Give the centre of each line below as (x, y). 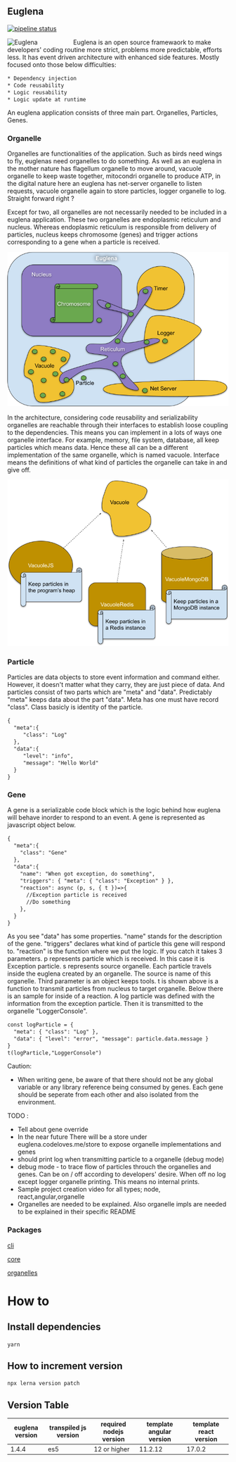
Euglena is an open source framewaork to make (142, 42)
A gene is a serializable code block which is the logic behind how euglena (114, 810)
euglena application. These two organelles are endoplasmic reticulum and (114, 220)
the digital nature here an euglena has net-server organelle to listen (105, 184)
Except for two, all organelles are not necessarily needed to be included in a (117, 212)
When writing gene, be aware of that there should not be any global (115, 1080)
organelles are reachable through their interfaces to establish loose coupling (118, 424)
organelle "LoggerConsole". (47, 1011)
